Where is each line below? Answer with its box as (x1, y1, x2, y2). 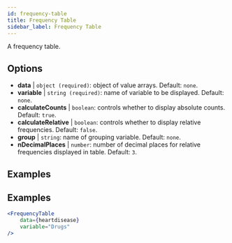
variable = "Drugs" (20, 223, 71, 230)
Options (7, 62, 43, 74)
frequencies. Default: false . (17, 126, 98, 134)
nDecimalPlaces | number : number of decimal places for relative (17, 140, 201, 149)
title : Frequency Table (7, 17, 77, 24)
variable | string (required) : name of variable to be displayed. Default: (17, 89, 224, 97)
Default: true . (17, 111, 57, 119)
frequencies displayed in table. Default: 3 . (17, 148, 138, 156)
